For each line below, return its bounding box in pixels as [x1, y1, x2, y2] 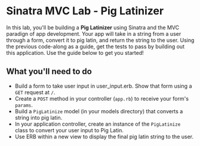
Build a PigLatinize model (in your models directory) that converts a [14, 107, 183, 114]
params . [14, 101, 33, 108]
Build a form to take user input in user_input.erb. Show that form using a [14, 82, 192, 89]
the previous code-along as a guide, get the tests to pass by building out [6, 43, 185, 50]
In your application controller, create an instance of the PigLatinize [14, 120, 181, 128]
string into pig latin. [14, 114, 63, 121]
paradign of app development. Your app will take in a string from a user [6, 30, 181, 37]
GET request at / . [14, 88, 56, 96]
